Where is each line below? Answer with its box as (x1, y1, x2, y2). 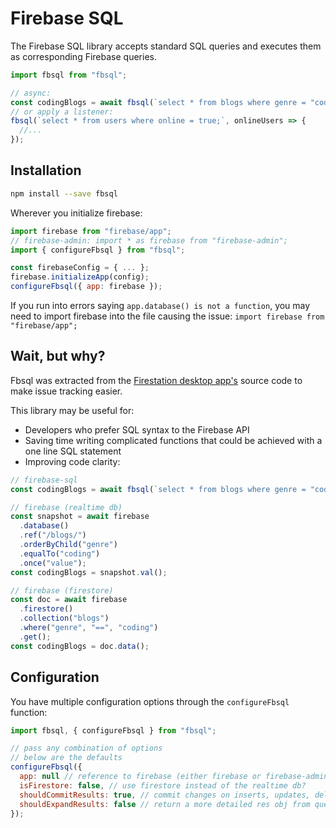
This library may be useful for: (10, 404, 135, 416)
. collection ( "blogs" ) (19, 613, 110, 624)
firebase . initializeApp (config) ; (10, 272, 150, 282)
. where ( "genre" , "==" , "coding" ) (19, 623, 159, 633)
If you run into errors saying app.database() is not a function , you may (10, 300, 311, 311)
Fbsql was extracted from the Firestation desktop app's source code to (10, 374, 303, 386)
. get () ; (19, 632, 52, 642)
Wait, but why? (10, 348, 106, 365)
